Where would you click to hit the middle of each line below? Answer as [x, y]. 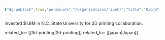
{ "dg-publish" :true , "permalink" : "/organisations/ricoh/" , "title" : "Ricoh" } [83, 9]
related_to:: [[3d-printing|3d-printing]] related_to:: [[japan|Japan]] [71, 32]
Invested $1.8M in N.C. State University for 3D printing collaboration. [74, 23]
